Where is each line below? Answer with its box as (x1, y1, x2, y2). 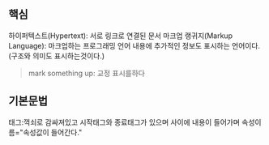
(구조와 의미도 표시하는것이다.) (8, 51, 105, 61)
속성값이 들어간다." (23, 127, 83, 137)
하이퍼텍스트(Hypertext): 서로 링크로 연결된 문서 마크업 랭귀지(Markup (8, 31, 233, 41)
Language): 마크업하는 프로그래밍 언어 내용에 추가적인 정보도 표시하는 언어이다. (8, 41, 261, 50)
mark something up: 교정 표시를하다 (28, 68, 146, 78)
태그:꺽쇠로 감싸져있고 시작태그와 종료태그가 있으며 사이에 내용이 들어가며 (8, 117, 241, 127)
